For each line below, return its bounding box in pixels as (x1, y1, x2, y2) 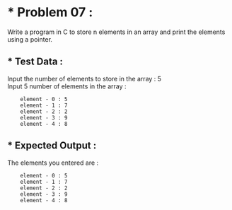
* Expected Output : (7, 139, 97, 152)
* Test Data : (7, 56, 64, 68)
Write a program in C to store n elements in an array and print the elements (7, 28, 226, 36)
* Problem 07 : (7, 4, 93, 21)
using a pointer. (7, 35, 53, 43)
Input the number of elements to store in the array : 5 (7, 74, 161, 83)
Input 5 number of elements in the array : (7, 82, 127, 91)
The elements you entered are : (7, 158, 99, 167)
